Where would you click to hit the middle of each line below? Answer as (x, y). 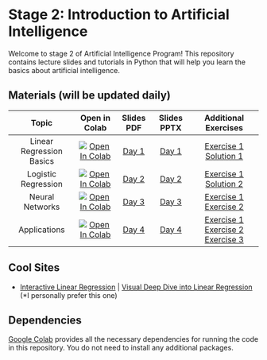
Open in (95, 118)
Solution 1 (224, 156)
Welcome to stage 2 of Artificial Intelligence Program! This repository (121, 53)
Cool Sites (34, 268)
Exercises (224, 127)
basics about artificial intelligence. (64, 70)
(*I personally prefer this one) (68, 295)
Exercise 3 (224, 239)
